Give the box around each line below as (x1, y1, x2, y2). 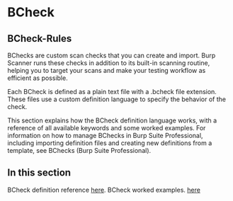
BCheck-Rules (7, 33, 72, 45)
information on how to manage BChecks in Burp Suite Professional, (7, 132, 203, 139)
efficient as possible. (7, 74, 69, 82)
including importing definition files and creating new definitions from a (7, 139, 212, 147)
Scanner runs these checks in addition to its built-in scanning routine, (7, 59, 210, 67)
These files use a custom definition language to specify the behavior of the (7, 95, 227, 103)
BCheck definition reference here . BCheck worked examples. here (7, 185, 200, 194)
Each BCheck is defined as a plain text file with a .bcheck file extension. (7, 88, 217, 96)
